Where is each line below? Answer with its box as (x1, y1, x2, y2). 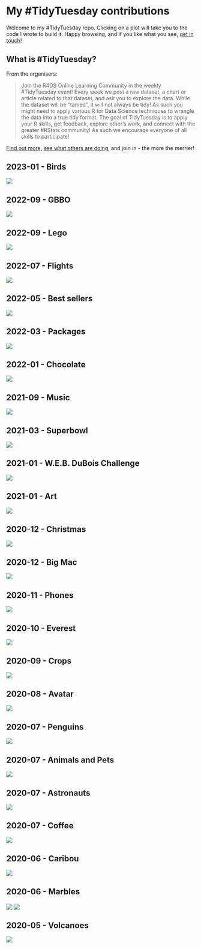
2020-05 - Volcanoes (6, 920, 89, 930)
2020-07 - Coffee (6, 821, 74, 831)
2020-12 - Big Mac (6, 557, 77, 567)
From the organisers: (6, 70, 58, 77)
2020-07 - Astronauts (6, 788, 91, 798)
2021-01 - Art (6, 491, 57, 502)
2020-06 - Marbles (6, 887, 80, 897)
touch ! (6, 37, 22, 44)
